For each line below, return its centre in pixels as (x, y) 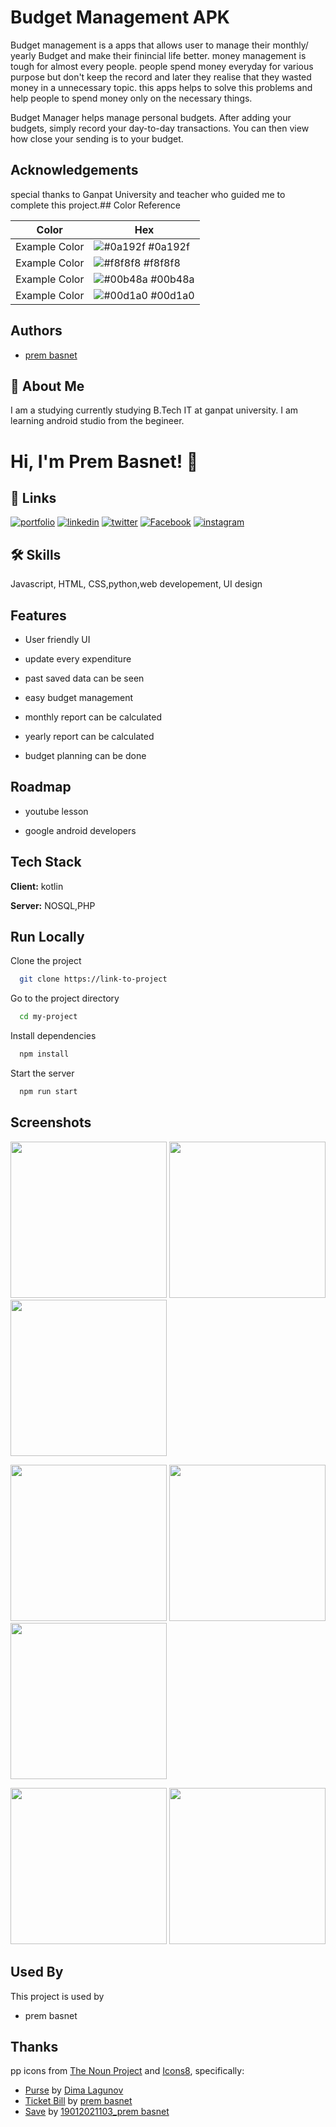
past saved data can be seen (84, 678)
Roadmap (41, 787)
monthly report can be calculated (93, 717)
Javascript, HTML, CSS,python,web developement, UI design (136, 584)
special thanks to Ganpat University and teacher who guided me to (148, 194)
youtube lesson (56, 811)
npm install (44, 1054)
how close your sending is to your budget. (97, 138)
